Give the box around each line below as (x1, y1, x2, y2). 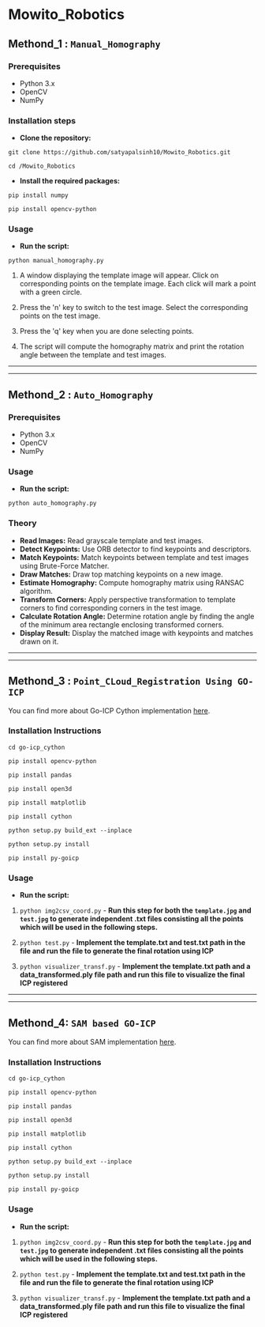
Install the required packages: (19, 176, 121, 186)
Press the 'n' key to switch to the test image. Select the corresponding (19, 303, 248, 312)
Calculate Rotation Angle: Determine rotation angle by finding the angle (19, 611, 255, 621)
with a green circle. (19, 287, 83, 297)
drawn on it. (19, 637, 59, 646)
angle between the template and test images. (19, 350, 167, 360)
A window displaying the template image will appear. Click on (19, 270, 219, 280)
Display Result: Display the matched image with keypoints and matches (19, 628, 254, 637)
